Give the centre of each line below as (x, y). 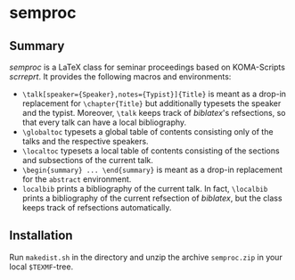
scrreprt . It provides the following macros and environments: (120, 77)
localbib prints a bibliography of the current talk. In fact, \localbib (145, 189)
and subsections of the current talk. (88, 160)
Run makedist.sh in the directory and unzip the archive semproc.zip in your (146, 257)
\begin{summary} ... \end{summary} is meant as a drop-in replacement (152, 169)
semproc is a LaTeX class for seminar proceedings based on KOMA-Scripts (147, 67)
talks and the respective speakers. (85, 141)
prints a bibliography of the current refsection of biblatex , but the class (152, 198)
